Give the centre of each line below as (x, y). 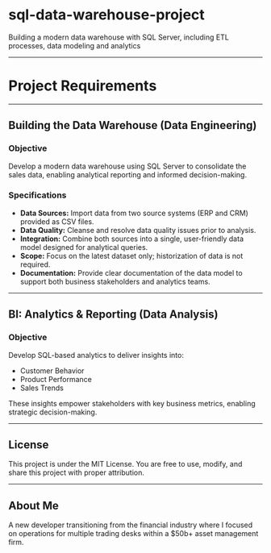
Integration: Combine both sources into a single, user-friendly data (132, 239)
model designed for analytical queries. (84, 247)
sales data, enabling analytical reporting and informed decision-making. (128, 174)
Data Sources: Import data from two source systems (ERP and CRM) (134, 213)
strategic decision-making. (53, 412)
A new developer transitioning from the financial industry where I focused (131, 525)
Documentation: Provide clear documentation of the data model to (131, 272)
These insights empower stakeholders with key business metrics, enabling (132, 403)
